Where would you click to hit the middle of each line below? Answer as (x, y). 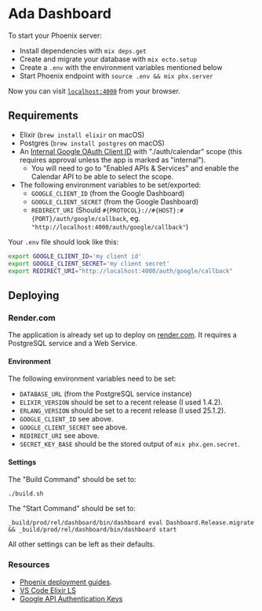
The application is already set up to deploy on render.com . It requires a (122, 335)
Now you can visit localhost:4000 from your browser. (94, 90)
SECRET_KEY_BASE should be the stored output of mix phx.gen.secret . (129, 444)
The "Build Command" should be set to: (72, 480)
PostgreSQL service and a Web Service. (73, 344)
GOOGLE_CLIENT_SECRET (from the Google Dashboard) (115, 201)
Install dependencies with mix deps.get (83, 50)
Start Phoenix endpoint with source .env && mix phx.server (116, 75)
